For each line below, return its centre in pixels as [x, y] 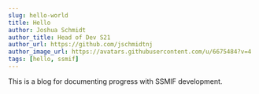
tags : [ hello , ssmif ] [44, 60]
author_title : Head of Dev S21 [59, 37]
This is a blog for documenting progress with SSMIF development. [115, 81]
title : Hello [30, 23]
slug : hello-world [38, 15]
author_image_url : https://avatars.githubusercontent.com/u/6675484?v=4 [130, 52]
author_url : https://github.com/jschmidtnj [81, 45]
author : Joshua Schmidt [47, 30]
